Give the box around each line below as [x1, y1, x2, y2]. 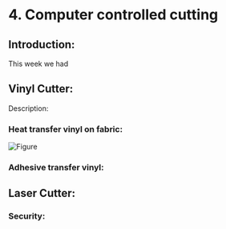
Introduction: [8, 38, 75, 51]
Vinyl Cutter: [8, 82, 74, 96]
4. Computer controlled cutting [8, 6, 219, 24]
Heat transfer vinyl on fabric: [8, 123, 123, 134]
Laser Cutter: [8, 186, 76, 200]
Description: [8, 103, 49, 113]
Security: [8, 211, 46, 222]
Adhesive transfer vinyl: [8, 162, 104, 174]
